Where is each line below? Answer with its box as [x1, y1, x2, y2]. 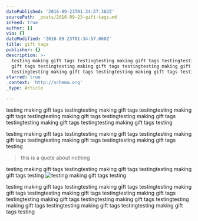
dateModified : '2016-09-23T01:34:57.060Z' [6, 36, 112, 42]
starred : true [6, 74, 41, 80]
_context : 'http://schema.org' [6, 80, 83, 86]
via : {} [6, 31, 25, 36]
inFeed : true [6, 19, 38, 25]
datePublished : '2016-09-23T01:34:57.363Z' [6, 8, 115, 15]
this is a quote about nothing [20, 154, 90, 161]
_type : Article [6, 85, 44, 91]
